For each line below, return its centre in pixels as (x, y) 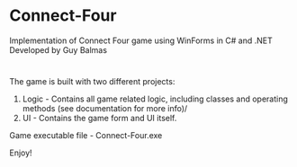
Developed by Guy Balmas (58, 49)
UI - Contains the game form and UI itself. (99, 119)
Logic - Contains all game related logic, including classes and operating (155, 99)
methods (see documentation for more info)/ (105, 109)
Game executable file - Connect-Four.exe (86, 136)
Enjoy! (21, 153)
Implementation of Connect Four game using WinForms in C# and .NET (141, 40)
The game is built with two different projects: (92, 82)
